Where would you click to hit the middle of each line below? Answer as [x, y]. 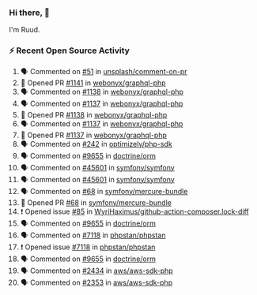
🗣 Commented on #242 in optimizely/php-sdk [96, 144]
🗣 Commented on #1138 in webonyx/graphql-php [102, 91]
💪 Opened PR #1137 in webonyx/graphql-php [93, 135]
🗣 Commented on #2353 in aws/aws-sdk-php [96, 282]
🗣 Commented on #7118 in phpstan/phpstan [93, 235]
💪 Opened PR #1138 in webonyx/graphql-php [94, 114]
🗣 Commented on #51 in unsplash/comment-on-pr [104, 71]
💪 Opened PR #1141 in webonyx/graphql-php [93, 83]
